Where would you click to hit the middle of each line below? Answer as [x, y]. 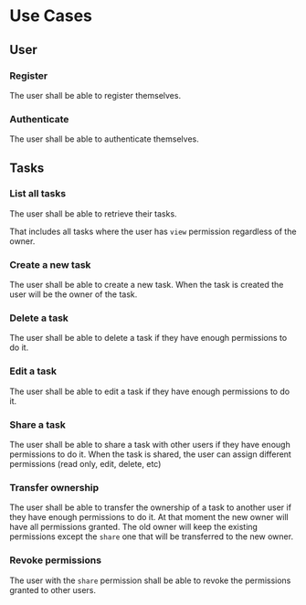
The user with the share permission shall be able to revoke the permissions [150, 580]
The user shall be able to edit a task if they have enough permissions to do [150, 391]
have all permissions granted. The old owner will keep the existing [134, 527]
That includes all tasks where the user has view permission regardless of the [153, 231]
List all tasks [38, 194]
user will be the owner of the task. [74, 294]
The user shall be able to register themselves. [95, 95]
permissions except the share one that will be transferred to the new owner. [152, 536]
